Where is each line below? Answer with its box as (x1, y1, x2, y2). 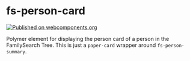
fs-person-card (6, 4, 85, 18)
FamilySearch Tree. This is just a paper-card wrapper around (6, 41, 156, 49)
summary (6, 49, 26, 54)
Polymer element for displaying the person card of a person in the (6, 35, 170, 42)
